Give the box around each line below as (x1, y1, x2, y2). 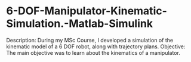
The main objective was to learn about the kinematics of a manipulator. (6, 49, 180, 56)
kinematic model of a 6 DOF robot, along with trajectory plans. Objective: (6, 43, 186, 50)
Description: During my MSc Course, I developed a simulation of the (6, 36, 174, 44)
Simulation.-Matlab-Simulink (6, 17, 153, 30)
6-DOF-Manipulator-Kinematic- (6, 4, 167, 18)
